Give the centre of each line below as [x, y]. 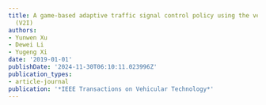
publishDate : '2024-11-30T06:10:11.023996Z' [83, 67]
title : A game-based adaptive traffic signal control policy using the [129, 15]
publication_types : [40, 74]
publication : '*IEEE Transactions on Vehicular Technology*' [111, 89]
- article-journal [38, 81]
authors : [23, 30]
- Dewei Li [26, 45]
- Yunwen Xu [28, 37]
